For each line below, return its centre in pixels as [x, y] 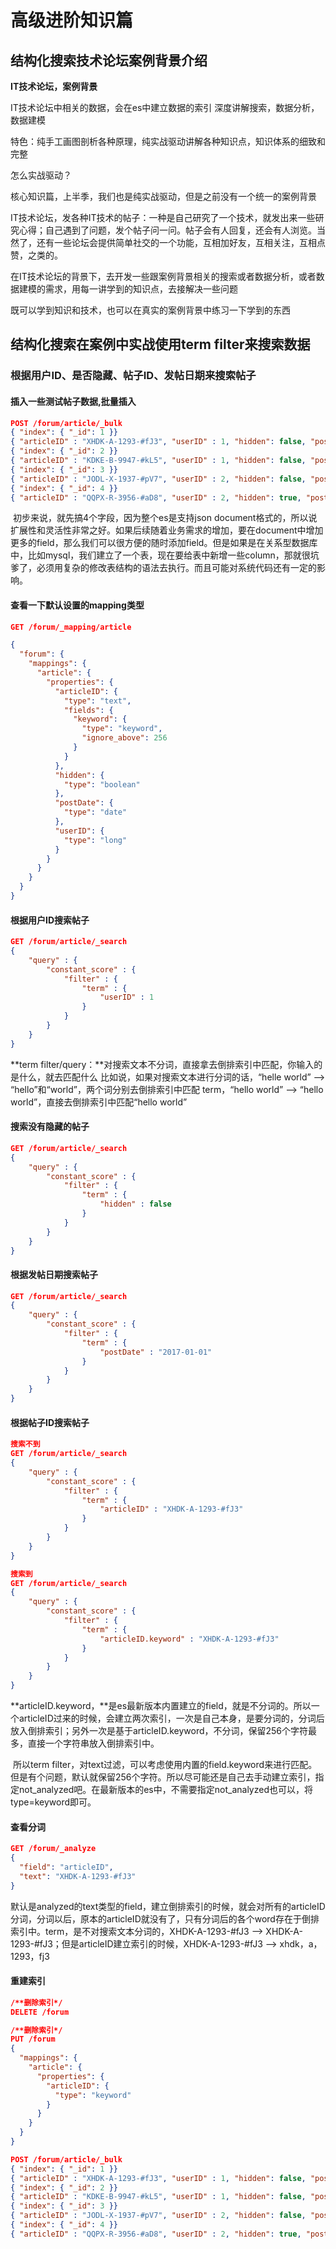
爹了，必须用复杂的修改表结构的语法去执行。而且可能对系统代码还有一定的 [163, 568]
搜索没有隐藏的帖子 [50, 1127]
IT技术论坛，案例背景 [54, 86]
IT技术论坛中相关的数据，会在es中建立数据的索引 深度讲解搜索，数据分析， [165, 107]
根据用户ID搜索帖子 [50, 920]
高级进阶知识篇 [72, 20]
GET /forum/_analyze [53, 1849]
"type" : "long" [95, 840]
